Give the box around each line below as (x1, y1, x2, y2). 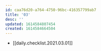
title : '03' (5, 12, 30, 17)
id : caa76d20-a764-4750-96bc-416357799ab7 (5, 7, 96, 13)
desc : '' (5, 17, 24, 22)
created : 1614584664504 (5, 26, 56, 31)
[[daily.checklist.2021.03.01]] (12, 40, 73, 46)
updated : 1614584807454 (5, 21, 56, 27)
